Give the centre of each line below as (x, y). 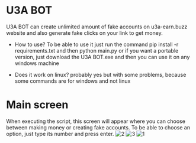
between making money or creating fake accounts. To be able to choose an (98, 127)
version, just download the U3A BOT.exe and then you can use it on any (102, 57)
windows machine (37, 63)
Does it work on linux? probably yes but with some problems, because (100, 74)
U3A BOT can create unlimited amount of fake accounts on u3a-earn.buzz (97, 27)
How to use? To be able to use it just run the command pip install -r (97, 44)
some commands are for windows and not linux (73, 81)
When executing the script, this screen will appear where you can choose (96, 121)
